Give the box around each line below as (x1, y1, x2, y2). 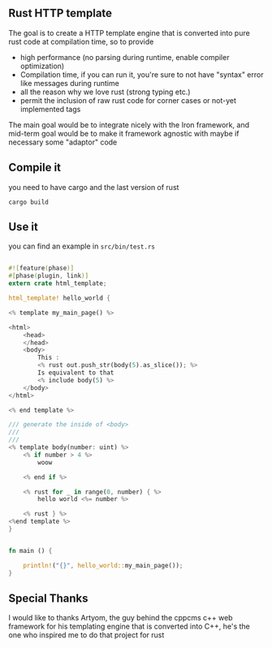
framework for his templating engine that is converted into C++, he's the (8, 621, 250, 632)
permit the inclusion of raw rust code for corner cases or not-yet (19, 95, 237, 105)
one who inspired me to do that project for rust (8, 630, 165, 640)
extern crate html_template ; (8, 279, 107, 287)
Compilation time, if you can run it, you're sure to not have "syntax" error (19, 69, 264, 80)
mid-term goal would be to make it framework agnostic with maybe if (8, 128, 240, 138)
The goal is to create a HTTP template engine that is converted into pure (8, 28, 250, 37)
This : (37, 353, 60, 362)
